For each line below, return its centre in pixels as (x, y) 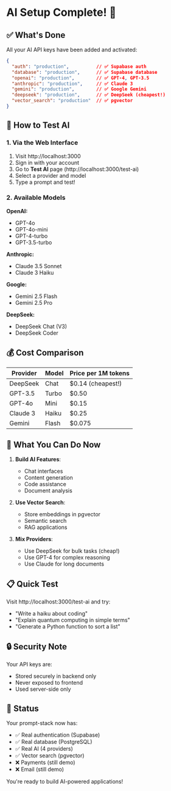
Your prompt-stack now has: (42, 723)
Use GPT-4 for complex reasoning (67, 558)
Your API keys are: (30, 665)
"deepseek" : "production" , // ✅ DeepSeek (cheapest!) (89, 95)
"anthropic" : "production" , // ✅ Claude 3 (72, 84)
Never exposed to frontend (49, 683)
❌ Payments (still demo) (45, 762)
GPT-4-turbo (31, 236)
